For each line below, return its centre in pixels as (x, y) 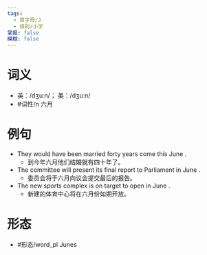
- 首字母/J (27, 20)
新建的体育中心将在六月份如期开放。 (79, 194)
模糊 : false (23, 39)
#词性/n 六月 (35, 104)
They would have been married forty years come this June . (102, 154)
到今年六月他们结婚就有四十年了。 (76, 162)
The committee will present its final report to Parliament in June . (109, 170)
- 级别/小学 (28, 26)
